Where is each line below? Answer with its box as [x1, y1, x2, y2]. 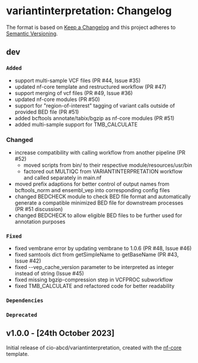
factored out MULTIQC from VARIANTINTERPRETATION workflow [23, 167, 183, 175]
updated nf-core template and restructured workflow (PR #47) [14, 83, 167, 90]
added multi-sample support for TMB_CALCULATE [14, 121, 138, 128]
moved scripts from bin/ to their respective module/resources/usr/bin [23, 161, 192, 168]
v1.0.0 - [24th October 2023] [6, 328, 115, 338]
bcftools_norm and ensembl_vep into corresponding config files [14, 186, 170, 193]
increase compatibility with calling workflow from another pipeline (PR [14, 149, 186, 156]
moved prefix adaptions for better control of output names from [14, 180, 170, 187]
